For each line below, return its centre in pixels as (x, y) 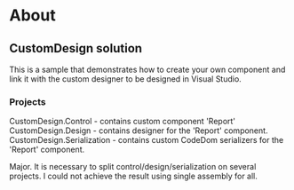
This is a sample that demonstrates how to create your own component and (147, 69)
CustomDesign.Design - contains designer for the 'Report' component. (139, 131)
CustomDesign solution (76, 48)
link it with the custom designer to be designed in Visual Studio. (125, 79)
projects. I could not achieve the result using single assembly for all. (133, 176)
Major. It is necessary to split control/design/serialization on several (133, 167)
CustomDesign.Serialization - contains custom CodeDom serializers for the (147, 140)
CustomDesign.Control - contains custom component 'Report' (123, 122)
